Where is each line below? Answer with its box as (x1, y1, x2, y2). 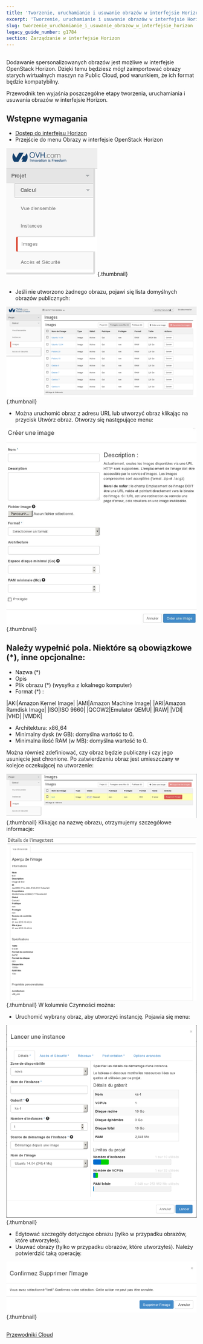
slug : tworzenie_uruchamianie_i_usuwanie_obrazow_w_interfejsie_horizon (6, 22, 193, 28)
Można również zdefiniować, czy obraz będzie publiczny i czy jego (6, 749, 173, 756)
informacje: (6, 826, 35, 833)
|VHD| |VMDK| (6, 712, 42, 720)
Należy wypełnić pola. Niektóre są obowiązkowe (6, 643, 192, 654)
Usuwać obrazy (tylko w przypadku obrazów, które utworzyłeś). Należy (14, 1243, 193, 1251)
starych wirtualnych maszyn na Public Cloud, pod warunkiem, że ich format (6, 71, 195, 79)
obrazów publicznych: (14, 294, 71, 302)
